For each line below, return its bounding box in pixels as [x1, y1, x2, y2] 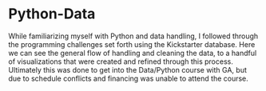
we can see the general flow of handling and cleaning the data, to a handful [8, 48, 257, 57]
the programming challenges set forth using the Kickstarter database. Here [8, 39, 256, 49]
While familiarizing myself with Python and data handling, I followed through [8, 31, 259, 41]
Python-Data [8, 5, 96, 23]
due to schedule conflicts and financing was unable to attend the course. [8, 73, 249, 83]
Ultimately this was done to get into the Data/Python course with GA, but [8, 65, 248, 74]
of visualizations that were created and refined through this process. [8, 57, 233, 66]
